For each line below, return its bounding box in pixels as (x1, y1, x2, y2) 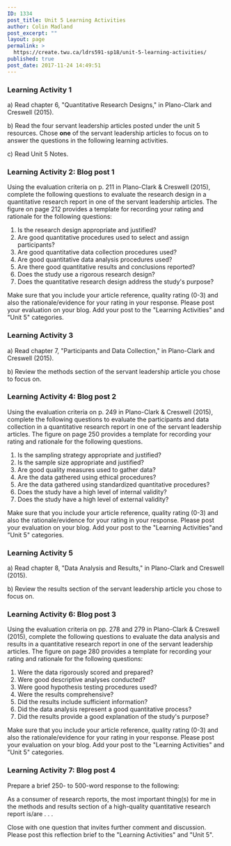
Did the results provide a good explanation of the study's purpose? (17, 713, 209, 721)
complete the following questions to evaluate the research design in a (7, 190, 207, 199)
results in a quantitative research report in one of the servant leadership (7, 640, 214, 649)
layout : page (7, 36, 45, 43)
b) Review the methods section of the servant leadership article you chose (7, 367, 221, 375)
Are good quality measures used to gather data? (17, 465, 157, 473)
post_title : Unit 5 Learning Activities (7, 17, 127, 24)
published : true (7, 56, 54, 63)
